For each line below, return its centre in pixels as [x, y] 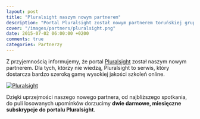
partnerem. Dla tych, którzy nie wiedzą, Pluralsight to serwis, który [88, 67]
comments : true [25, 39]
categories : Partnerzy [34, 45]
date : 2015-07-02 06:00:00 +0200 [48, 34]
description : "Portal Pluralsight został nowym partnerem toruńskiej [94, 22]
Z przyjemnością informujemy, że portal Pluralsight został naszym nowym [96, 61]
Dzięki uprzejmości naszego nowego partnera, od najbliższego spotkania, [97, 97]
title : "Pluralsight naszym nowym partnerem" [63, 17]
